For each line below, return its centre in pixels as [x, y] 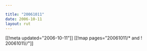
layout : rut [18, 24]
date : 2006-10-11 [24, 19]
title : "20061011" [25, 14]
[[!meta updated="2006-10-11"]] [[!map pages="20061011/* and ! [74, 38]
